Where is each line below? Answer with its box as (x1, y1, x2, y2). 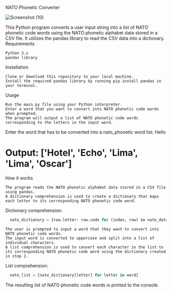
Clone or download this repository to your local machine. (5, 74, 134, 79)
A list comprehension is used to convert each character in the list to (5, 244, 164, 250)
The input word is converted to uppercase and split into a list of (5, 235, 155, 241)
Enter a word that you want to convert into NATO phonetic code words (5, 106, 159, 112)
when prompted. (5, 111, 38, 116)
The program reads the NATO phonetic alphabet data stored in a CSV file (5, 185, 166, 190)
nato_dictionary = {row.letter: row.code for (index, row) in (10, 217, 145, 223)
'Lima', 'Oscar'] (5, 158, 72, 170)
